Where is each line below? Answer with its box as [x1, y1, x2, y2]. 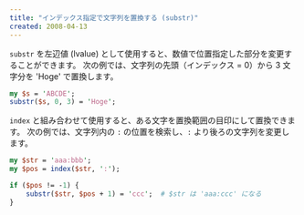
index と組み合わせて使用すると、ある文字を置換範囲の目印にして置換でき [9, 115, 288, 126]
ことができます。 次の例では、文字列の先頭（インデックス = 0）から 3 [16, 59, 281, 70]
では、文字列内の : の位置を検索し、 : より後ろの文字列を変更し [50, 127, 290, 138]
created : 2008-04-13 [9, 22, 89, 31]
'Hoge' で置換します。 [35, 70, 119, 82]
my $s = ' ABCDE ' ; [9, 88, 76, 98]
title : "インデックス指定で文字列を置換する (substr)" [9, 13, 199, 23]
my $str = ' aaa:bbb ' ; [9, 156, 92, 165]
